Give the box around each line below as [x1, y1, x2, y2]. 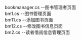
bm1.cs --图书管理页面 [5, 10, 52, 16]
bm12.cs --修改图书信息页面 [5, 23, 63, 29]
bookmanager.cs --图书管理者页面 [5, 4, 76, 10]
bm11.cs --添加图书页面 [5, 17, 53, 22]
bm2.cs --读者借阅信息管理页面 [5, 29, 70, 35]
